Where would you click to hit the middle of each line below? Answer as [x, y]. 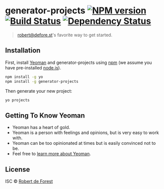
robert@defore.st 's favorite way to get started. [65, 35]
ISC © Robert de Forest [29, 181]
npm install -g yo [24, 77]
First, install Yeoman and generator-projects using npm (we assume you [79, 63]
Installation [23, 50]
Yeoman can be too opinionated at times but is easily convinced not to [84, 143]
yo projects [17, 100]
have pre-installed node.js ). [33, 67]
